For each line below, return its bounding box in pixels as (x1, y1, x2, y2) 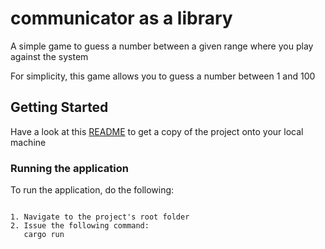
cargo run (23, 230, 65, 240)
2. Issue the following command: (10, 221, 150, 231)
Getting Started (10, 99, 109, 116)
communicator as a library (10, 7, 233, 30)
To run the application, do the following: (10, 184, 175, 196)
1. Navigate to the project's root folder (10, 212, 190, 222)
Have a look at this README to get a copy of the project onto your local (10, 125, 304, 137)
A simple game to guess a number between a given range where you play (10, 40, 314, 52)
